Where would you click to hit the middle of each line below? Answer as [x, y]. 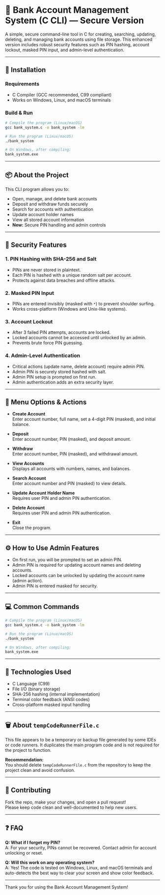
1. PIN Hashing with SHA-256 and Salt [51, 259]
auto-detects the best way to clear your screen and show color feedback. [80, 873]
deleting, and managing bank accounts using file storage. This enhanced [79, 39]
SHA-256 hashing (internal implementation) [56, 694]
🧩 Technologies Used [38, 672]
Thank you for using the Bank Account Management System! [67, 887]
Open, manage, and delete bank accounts [55, 198]
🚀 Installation [26, 70]
